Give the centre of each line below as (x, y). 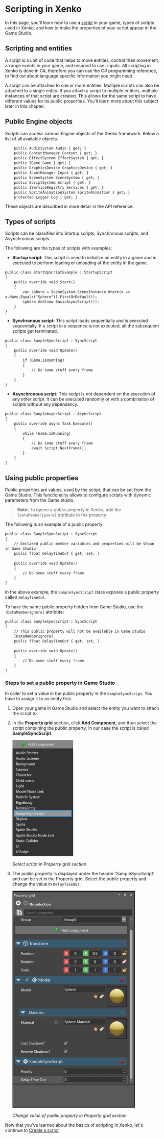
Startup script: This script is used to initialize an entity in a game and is (84, 258)
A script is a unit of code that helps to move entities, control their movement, (82, 60)
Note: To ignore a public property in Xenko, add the (69, 510)
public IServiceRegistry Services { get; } (59, 187)
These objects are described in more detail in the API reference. (70, 206)
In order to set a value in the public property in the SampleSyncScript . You (79, 693)
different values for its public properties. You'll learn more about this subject (82, 101)
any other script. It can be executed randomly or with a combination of (83, 399)
